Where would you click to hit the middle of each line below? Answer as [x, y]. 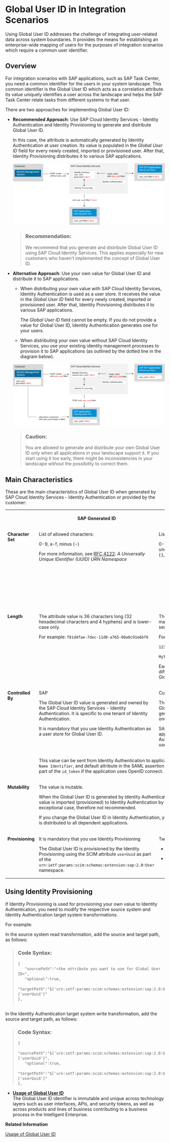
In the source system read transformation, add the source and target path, [83, 934]
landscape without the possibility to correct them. [77, 464]
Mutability [18, 787]
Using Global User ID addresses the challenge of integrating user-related [81, 34]
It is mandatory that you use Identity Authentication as [95, 728]
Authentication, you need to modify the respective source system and [78, 909]
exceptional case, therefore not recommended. [88, 808]
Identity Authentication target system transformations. [61, 914]
